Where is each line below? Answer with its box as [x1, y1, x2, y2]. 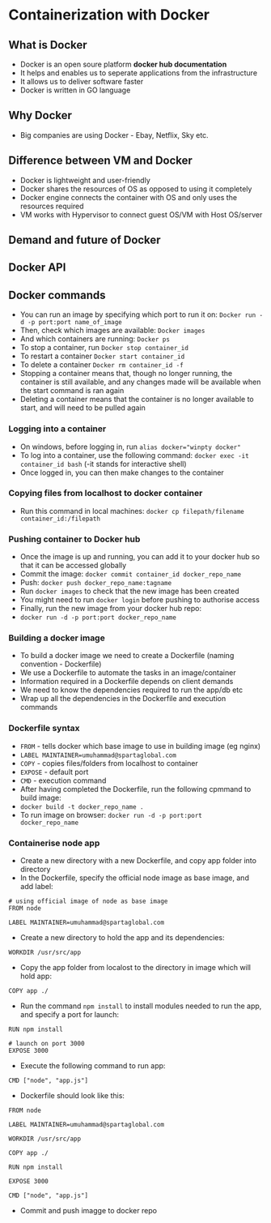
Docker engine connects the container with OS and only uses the [19, 192, 237, 202]
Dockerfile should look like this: [19, 1091, 125, 1100]
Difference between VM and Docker [8, 154, 193, 168]
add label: [19, 882, 54, 891]
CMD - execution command [19, 776, 107, 785]
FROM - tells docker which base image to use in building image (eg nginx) [19, 741, 261, 750]
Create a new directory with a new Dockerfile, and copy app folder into [19, 856, 257, 865]
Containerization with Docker [8, 6, 210, 24]
